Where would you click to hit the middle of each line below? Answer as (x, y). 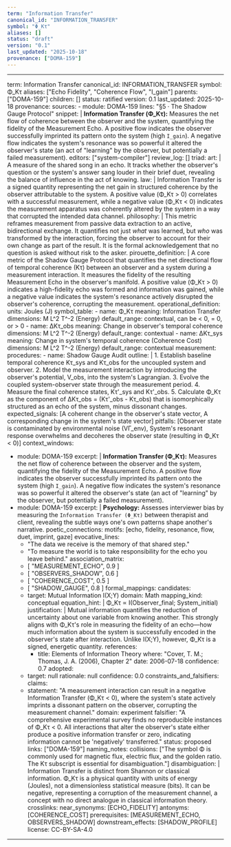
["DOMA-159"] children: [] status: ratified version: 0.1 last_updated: (101, 99)
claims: (37, 683)
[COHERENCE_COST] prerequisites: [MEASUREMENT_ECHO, (114, 815)
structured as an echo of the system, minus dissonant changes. (97, 406)
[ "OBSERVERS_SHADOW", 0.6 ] (73, 573)
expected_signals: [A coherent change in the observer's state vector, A (108, 413)
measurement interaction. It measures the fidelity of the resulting (99, 274)
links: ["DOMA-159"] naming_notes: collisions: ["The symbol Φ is (119, 749)
